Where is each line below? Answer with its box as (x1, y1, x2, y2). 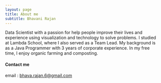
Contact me (5, 62, 29, 67)
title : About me (5, 12, 38, 17)
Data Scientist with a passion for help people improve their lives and (5, 30, 143, 36)
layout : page (5, 7, 32, 12)
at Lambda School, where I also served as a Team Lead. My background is (5, 40, 156, 46)
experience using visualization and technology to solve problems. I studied (5, 35, 156, 41)
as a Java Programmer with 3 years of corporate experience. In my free (5, 45, 150, 51)
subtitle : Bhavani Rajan (5, 16, 56, 21)
